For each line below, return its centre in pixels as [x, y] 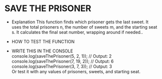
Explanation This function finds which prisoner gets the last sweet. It [80, 22]
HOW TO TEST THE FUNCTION [43, 41]
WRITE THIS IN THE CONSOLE [42, 51]
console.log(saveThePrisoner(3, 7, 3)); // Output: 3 [62, 66]
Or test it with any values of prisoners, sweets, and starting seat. [76, 71]
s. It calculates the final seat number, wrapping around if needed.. [77, 32]
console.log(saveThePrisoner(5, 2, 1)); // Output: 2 [62, 56]
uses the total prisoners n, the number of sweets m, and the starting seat [84, 27]
